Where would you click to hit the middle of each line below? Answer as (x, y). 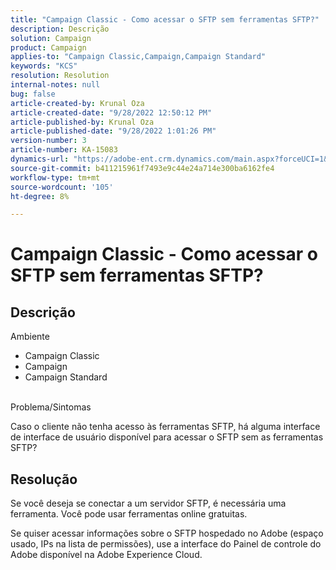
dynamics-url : (40, 159)
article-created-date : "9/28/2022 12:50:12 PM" (111, 112)
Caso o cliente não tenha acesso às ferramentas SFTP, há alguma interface (165, 427)
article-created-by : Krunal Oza (77, 103)
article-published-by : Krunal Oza (82, 122)
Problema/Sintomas (51, 407)
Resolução (44, 479)
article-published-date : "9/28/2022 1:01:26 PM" (113, 131)
